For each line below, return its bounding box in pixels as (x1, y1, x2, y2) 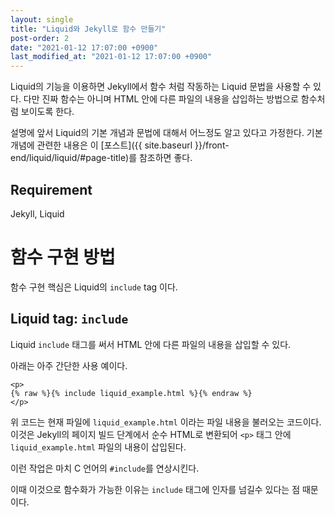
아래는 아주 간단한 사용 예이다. (10, 359, 128, 371)
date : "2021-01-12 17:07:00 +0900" (10, 42, 159, 53)
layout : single (10, 14, 74, 25)
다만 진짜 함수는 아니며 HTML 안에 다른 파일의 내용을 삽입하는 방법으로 (23, 93, 299, 105)
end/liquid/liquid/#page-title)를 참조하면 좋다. (10, 152, 193, 164)
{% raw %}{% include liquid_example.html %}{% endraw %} (10, 388, 253, 398)
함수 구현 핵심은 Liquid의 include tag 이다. (10, 281, 178, 293)
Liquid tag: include (10, 311, 129, 328)
